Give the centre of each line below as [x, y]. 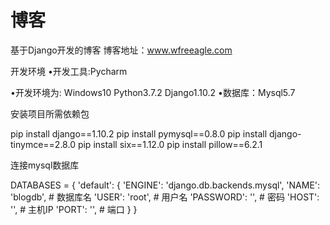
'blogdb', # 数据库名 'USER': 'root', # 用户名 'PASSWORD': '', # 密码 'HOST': [165, 197]
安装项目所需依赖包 [50, 113]
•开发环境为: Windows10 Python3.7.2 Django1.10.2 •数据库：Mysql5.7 [153, 92]
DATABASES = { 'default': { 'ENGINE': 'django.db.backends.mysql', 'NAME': [165, 185]
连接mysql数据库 [45, 165]
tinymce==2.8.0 [43, 144]
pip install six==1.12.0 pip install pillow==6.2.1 [170, 144]
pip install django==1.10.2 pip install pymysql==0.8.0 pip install [139, 133]
